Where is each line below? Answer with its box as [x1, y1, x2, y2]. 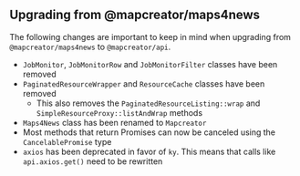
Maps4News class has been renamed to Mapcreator [22, 117, 207, 128]
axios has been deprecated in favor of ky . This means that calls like [22, 146, 276, 157]
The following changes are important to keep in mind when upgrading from [9, 31, 292, 42]
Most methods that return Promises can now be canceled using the [22, 127, 276, 138]
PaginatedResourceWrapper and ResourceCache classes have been [22, 78, 265, 89]
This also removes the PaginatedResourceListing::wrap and [36, 98, 261, 109]
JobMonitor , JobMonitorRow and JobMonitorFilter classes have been [22, 58, 278, 69]
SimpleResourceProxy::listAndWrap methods [36, 107, 203, 118]
